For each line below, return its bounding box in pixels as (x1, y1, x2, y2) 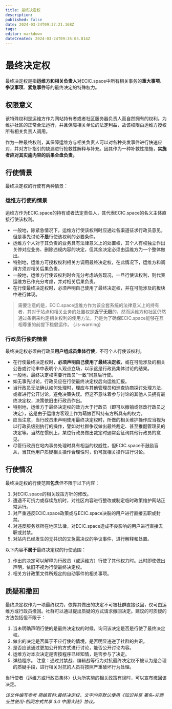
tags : (5, 27, 17, 32)
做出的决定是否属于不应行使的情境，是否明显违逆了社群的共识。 (12, 638, 147, 644)
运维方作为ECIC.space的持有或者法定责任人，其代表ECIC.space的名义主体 (5, 209, 162, 216)
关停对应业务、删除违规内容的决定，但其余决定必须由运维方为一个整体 (12, 246, 161, 252)
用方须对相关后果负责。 (12, 265, 62, 272)
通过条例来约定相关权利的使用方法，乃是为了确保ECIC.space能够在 (17, 315, 160, 321)
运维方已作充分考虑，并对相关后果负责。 (12, 278, 98, 284)
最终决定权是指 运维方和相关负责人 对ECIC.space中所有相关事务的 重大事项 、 (5, 78, 165, 84)
